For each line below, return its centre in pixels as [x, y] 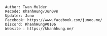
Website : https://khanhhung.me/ [39, 29]
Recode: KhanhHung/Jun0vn [32, 11]
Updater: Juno [20, 16]
